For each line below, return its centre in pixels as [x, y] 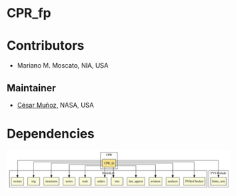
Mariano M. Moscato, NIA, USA [63, 66]
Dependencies [51, 134]
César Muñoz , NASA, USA [55, 105]
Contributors [46, 46]
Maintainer [31, 88]
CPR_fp [29, 13]
